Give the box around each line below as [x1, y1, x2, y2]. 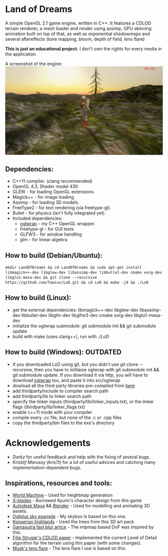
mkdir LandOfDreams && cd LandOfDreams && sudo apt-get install [5, 265, 142, 270]
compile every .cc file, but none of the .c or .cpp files [12, 414, 121, 420]
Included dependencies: [12, 215, 62, 221]
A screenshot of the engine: [5, 61, 62, 67]
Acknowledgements [5, 437, 91, 448]
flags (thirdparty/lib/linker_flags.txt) [12, 404, 85, 410]
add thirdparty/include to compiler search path [12, 388, 109, 394]
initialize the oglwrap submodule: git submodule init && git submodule [12, 323, 156, 329]
